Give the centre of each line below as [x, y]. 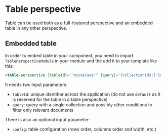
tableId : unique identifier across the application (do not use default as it [86, 94]
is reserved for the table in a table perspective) [60, 99]
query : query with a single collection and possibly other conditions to [82, 104]
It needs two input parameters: [36, 85]
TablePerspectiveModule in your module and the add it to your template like [81, 61]
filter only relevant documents [43, 110]
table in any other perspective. [36, 28]
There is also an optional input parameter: [48, 119]
